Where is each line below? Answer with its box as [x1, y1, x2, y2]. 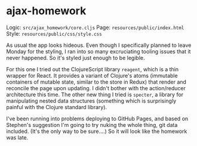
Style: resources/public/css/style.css [6, 30, 103, 37]
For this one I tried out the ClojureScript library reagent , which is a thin [6, 65, 179, 72]
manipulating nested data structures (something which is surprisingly [6, 97, 177, 104]
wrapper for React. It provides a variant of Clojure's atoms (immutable [6, 72, 178, 79]
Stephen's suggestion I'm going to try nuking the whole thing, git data [6, 121, 178, 128]
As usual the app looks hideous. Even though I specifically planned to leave [6, 42, 192, 49]
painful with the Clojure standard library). [6, 103, 107, 110]
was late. [6, 134, 29, 141]
